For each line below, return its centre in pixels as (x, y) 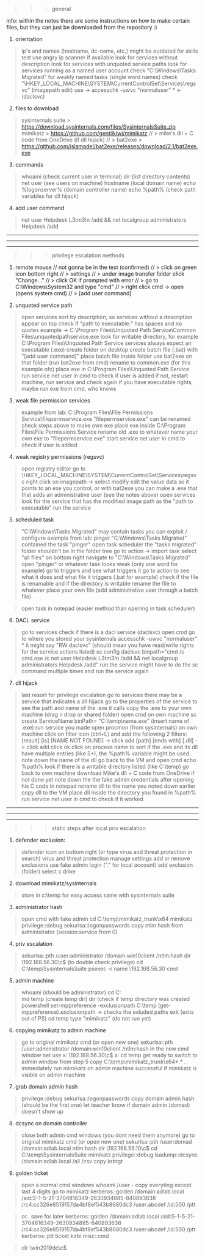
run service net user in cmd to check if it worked (82, 799)
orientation (29, 39)
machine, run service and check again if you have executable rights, (107, 382)
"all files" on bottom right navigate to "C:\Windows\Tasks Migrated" (106, 557)
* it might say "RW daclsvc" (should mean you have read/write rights (107, 645)
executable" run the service (56, 508)
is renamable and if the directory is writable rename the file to (99, 583)
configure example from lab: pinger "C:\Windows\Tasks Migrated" (104, 538)
